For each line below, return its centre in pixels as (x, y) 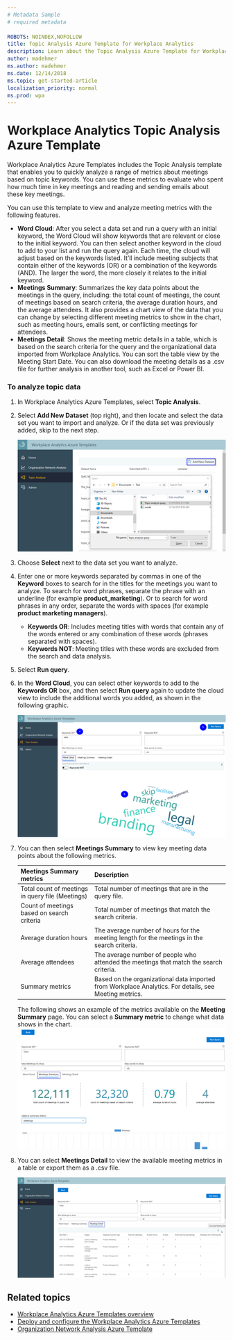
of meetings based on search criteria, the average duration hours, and (118, 302)
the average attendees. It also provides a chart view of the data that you (120, 310)
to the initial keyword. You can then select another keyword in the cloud (119, 243)
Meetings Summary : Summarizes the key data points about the (108, 288)
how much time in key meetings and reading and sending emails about (108, 187)
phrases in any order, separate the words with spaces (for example (113, 606)
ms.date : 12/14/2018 (37, 73)
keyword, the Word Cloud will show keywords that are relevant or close (119, 236)
